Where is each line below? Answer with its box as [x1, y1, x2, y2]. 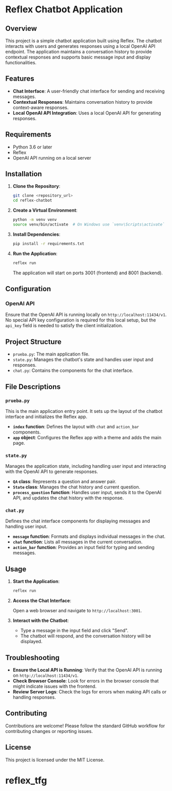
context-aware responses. [12, 104, 69, 110]
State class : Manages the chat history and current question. [12, 484, 140, 490]
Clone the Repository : [12, 183, 61, 190]
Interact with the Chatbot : [12, 617, 69, 624]
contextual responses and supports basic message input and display [5, 54, 151, 60]
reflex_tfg [5, 775, 47, 786]
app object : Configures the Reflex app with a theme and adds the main [12, 434, 162, 440]
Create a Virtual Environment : [12, 207, 78, 214]
